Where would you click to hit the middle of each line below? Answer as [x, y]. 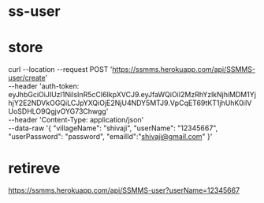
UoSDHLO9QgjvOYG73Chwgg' [58, 111]
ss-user [34, 11]
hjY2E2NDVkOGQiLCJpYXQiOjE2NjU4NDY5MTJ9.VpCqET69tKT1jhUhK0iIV [130, 103]
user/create [27, 78]
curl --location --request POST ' [60, 70]
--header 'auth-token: [44, 86]
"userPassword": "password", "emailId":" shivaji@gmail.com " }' [110, 137]
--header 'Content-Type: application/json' [76, 120]
